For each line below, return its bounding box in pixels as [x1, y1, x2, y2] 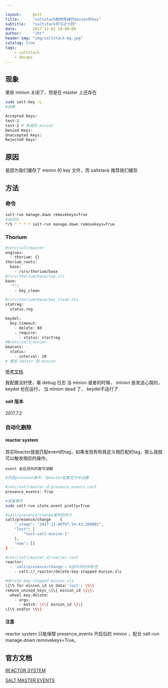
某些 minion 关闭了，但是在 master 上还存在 [5, 89, 97, 96]
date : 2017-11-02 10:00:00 [5, 26, 76, 31]
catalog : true [5, 40, 36, 46]
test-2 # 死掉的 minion [5, 123, 53, 128]
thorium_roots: [5, 259, 38, 265]
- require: [14, 330, 38, 335]
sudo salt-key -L [5, 100, 42, 105]
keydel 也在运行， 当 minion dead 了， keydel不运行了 [5, 386, 119, 392]
